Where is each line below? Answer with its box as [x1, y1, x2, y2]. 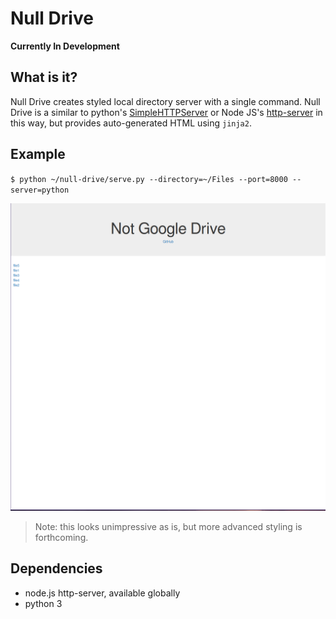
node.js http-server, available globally [24, 587, 181, 599]
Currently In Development [10, 40, 120, 52]
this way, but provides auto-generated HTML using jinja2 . [10, 117, 252, 129]
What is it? [10, 69, 78, 86]
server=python [10, 185, 70, 195]
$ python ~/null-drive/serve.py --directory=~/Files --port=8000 [10, 174, 288, 184]
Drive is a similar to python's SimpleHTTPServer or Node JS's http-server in [10, 106, 323, 118]
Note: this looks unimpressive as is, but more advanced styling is [34, 520, 303, 532]
